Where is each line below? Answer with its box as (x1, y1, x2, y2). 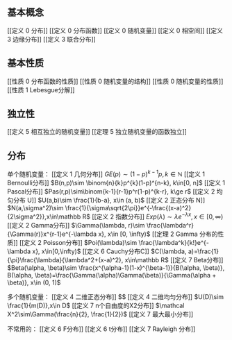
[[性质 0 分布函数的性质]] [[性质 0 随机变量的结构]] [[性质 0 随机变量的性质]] (7, 77, 224, 85)
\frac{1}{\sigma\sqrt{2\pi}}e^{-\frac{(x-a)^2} (65, 203, 192, 212)
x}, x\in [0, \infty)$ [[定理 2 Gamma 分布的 (98, 230, 218, 238)
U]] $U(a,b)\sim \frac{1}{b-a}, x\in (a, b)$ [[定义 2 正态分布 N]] (26, 196, 206, 204)
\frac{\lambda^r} (146, 221, 194, 229)
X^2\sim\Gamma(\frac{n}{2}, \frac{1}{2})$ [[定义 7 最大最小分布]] (7, 309, 194, 318)
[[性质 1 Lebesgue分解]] (7, 85, 75, 94)
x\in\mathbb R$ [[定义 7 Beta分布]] (124, 255, 224, 264)
